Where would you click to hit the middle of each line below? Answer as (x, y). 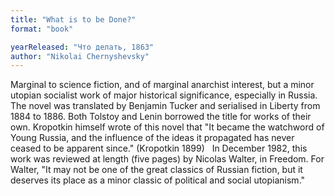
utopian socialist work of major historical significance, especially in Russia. (164, 95)
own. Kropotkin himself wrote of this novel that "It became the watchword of (167, 127)
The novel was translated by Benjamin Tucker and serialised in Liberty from (165, 106)
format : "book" (42, 29)
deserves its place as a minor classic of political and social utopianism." (158, 180)
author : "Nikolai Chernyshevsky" (80, 56)
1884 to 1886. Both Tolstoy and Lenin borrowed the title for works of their (161, 117)
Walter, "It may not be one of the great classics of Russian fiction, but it (156, 170)
